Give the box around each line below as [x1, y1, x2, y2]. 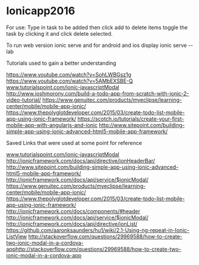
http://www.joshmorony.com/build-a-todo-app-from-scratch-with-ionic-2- [6, 90, 189, 97]
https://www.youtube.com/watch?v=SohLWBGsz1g [6, 71, 132, 78]
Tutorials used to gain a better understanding [6, 59, 117, 67]
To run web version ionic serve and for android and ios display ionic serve [6, 42, 187, 49]
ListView [6, 233, 27, 240]
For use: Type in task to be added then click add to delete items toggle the [6, 24, 188, 31]
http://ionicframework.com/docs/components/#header [6, 207, 141, 214]
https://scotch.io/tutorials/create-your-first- [77, 115, 184, 122]
